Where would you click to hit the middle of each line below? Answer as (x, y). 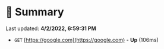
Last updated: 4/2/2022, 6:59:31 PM (51, 28)
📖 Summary (35, 12)
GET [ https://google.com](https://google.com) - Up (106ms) (86, 40)
